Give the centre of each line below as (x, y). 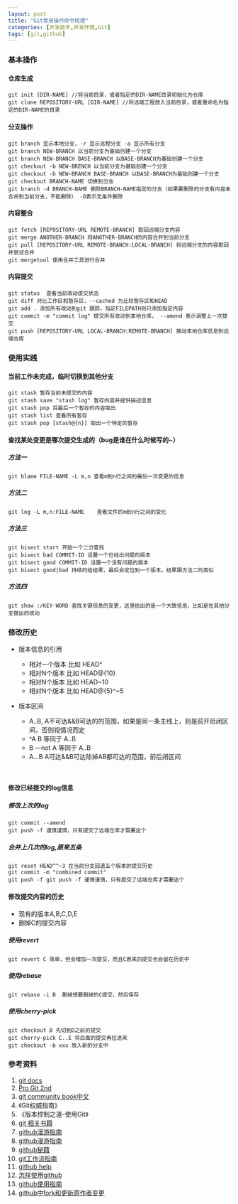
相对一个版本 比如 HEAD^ (66, 664)
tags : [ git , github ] (37, 34)
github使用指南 (40, 1183)
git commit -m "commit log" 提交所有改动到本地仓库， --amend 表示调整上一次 (115, 316)
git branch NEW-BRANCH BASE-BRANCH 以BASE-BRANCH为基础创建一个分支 (106, 158)
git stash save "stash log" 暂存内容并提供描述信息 (80, 401)
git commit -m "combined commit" (57, 872)
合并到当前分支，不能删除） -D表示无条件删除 (66, 196)
